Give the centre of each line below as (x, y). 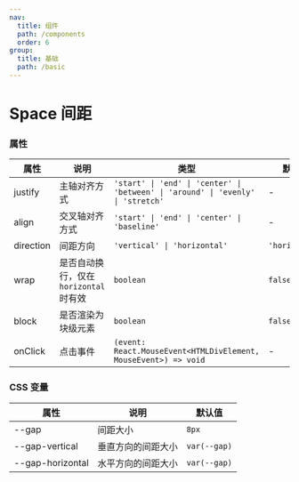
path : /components (52, 34)
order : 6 (33, 42)
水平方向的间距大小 (137, 463)
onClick (30, 351)
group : (21, 51)
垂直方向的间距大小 (137, 446)
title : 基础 (38, 59)
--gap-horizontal (51, 462)
